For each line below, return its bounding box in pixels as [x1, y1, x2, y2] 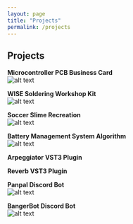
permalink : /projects [7, 23, 71, 30]
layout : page [7, 10, 46, 18]
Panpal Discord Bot [7, 181, 65, 189]
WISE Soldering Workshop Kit [7, 90, 96, 98]
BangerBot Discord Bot [7, 202, 76, 211]
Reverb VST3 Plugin [7, 167, 68, 175]
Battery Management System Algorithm [7, 132, 127, 141]
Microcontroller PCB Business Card [7, 69, 113, 77]
